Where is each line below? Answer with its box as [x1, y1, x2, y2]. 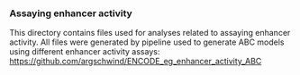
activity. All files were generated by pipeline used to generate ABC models [9, 37, 286, 47]
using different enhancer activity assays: [9, 46, 160, 57]
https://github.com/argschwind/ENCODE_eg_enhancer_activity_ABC [9, 56, 262, 67]
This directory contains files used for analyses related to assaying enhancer [9, 28, 291, 38]
